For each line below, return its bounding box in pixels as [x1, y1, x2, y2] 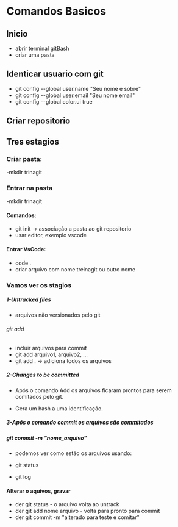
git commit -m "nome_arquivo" [6, 434, 87, 442]
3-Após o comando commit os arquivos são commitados [6, 419, 154, 426]
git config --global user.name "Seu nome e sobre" [15, 85, 141, 92]
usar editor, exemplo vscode [15, 232, 87, 239]
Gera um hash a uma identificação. [15, 404, 104, 412]
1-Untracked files [6, 296, 51, 303]
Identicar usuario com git [6, 69, 104, 79]
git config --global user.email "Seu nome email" [15, 91, 135, 99]
